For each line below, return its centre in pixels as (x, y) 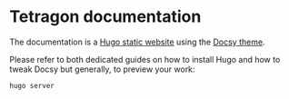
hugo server (32, 85)
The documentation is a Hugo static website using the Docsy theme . (137, 42)
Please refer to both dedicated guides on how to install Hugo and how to (145, 59)
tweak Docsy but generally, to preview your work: (102, 69)
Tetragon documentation (105, 17)
